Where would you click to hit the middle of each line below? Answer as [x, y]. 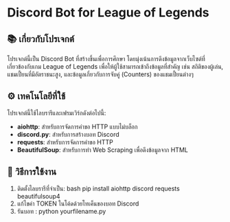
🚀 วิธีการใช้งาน [32, 172]
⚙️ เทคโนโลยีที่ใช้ [36, 97]
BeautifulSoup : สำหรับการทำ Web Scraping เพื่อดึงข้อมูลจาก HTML [103, 150]
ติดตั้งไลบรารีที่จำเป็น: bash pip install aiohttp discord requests [98, 188]
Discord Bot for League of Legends [108, 13]
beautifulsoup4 [38, 196]
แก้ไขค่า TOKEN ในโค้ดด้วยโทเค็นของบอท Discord [78, 203]
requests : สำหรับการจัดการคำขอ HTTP [65, 142]
